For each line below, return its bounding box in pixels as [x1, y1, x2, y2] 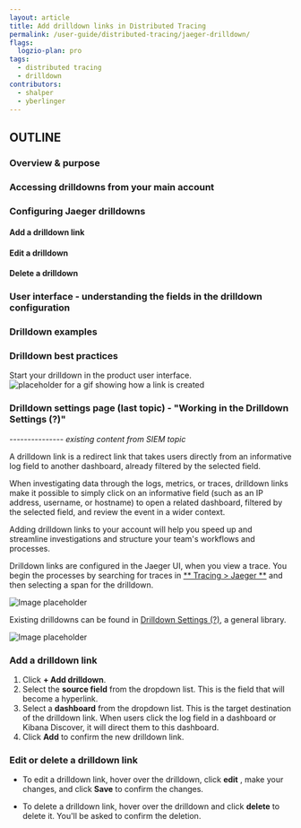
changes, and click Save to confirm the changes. [21, 784, 204, 795]
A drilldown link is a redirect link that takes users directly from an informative [9, 450, 292, 462]
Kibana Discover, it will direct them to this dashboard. [21, 722, 219, 733]
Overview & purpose [9, 156, 100, 169]
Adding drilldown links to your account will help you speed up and [9, 524, 253, 535]
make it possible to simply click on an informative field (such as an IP [9, 487, 264, 498]
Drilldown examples [9, 326, 98, 338]
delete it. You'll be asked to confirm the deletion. [21, 811, 202, 822]
